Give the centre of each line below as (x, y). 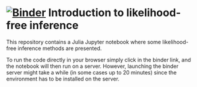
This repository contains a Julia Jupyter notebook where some (83, 42)
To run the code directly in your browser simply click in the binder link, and (98, 60)
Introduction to (86, 13)
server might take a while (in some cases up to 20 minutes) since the (92, 72)
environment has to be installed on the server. (63, 79)
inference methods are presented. (60, 48)
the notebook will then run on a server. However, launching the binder (92, 66)
